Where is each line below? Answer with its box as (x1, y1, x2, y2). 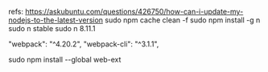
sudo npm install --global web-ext (8, 55, 122, 64)
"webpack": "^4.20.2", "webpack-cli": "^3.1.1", (8, 39, 159, 49)
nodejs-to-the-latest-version (8, 15, 103, 25)
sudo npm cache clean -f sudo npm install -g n (104, 15, 261, 25)
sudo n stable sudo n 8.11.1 (8, 24, 96, 33)
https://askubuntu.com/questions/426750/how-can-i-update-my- (25, 7, 244, 16)
